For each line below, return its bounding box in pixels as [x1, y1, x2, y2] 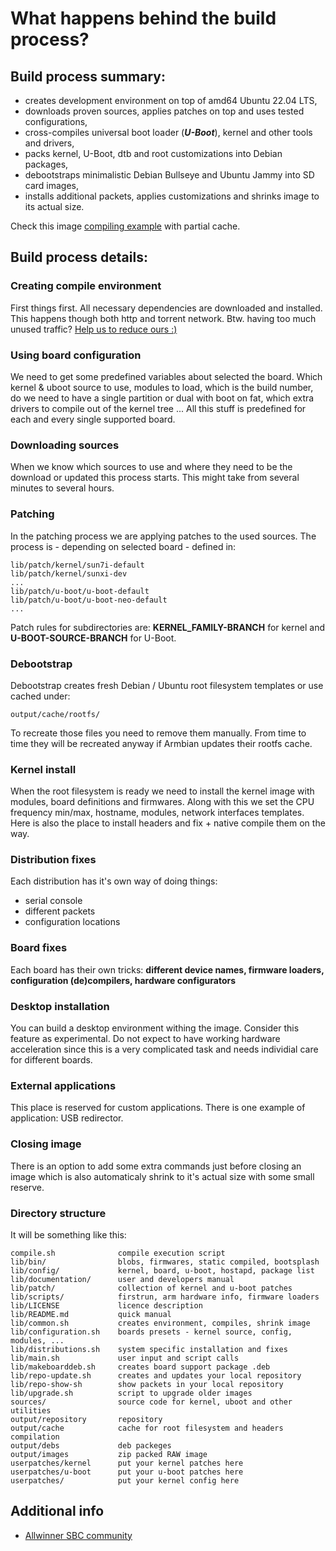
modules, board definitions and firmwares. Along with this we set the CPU [10, 796, 315, 808]
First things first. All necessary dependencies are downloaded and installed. [10, 302, 323, 314]
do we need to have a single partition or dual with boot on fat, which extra [10, 392, 315, 404]
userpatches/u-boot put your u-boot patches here [10, 1467, 244, 1477]
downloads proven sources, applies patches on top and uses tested [24, 105, 305, 117]
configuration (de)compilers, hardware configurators [10, 974, 237, 986]
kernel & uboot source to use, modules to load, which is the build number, [10, 381, 314, 393]
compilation [10, 1432, 60, 1442]
